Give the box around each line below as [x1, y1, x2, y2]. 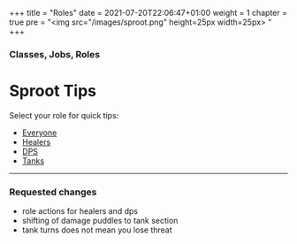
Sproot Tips [9, 81, 97, 101]
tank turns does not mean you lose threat [21, 225, 172, 235]
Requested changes [9, 186, 97, 198]
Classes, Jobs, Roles [9, 48, 100, 60]
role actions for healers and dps [21, 206, 139, 217]
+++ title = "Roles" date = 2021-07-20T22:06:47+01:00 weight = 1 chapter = [9, 8, 287, 18]
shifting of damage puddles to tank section [21, 216, 179, 226]
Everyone [21, 127, 57, 138]
